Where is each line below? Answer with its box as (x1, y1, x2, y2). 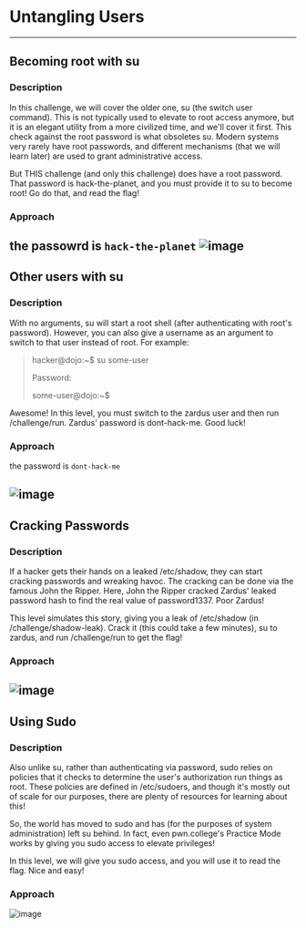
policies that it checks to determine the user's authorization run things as (9, 772, 284, 782)
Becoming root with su (9, 54, 140, 69)
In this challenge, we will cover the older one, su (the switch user (9, 102, 253, 113)
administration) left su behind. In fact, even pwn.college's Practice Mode (9, 828, 281, 839)
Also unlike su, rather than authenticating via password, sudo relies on (9, 762, 273, 772)
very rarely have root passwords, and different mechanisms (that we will (9, 140, 280, 151)
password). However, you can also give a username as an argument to (9, 326, 274, 338)
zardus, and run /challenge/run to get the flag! (9, 632, 183, 643)
